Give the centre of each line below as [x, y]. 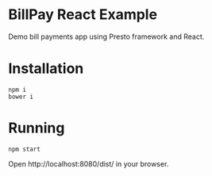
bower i [21, 97]
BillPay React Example [83, 15]
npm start [25, 149]
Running [37, 128]
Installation [46, 69]
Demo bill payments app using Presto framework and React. [106, 36]
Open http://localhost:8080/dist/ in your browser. [89, 163]
